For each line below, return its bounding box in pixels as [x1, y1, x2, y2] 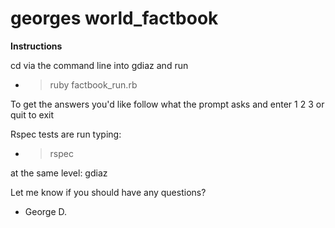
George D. [24, 205, 68, 217]
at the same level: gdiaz [10, 167, 108, 179]
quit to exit [10, 108, 54, 121]
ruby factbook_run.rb [49, 78, 138, 91]
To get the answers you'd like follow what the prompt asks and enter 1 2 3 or [10, 98, 325, 110]
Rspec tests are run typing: [10, 128, 122, 140]
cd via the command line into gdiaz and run [10, 59, 189, 71]
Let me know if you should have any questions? [10, 186, 207, 198]
